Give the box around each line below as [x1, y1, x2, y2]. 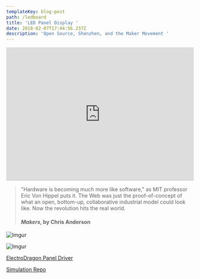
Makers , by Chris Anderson [20, 218, 91, 226]
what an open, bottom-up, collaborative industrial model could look [20, 198, 186, 205]
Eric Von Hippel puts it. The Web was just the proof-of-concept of [20, 192, 183, 199]
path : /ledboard [6, 14, 46, 20]
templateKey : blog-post [6, 8, 65, 15]
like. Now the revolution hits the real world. [20, 205, 126, 212]
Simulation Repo [6, 266, 46, 273]
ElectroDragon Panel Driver [6, 255, 73, 262]
